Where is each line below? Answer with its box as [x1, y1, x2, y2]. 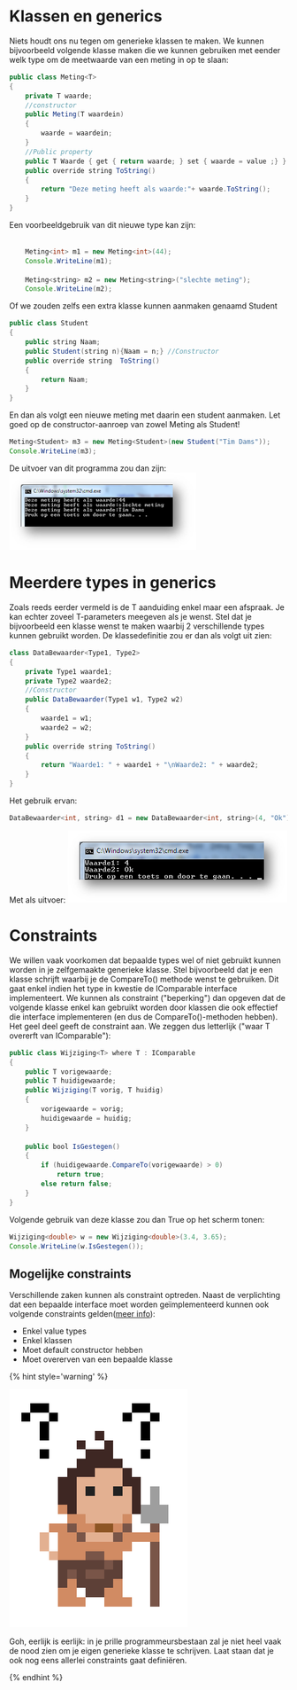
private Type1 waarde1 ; [25, 667, 113, 676]
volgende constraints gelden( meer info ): [9, 1309, 156, 1319]
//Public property [25, 147, 93, 156]
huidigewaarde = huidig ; [41, 1114, 133, 1123]
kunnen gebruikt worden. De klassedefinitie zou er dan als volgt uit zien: [9, 630, 272, 640]
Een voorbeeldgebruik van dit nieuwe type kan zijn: [9, 220, 196, 231]
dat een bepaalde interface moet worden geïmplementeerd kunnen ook [9, 1299, 270, 1310]
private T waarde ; [25, 91, 93, 100]
